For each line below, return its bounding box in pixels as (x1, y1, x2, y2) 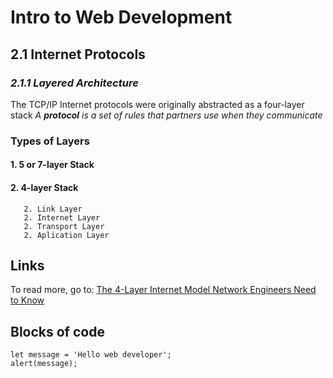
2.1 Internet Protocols (10, 46, 146, 63)
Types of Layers (10, 134, 90, 148)
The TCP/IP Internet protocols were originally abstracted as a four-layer (10, 98, 305, 110)
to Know (10, 294, 45, 306)
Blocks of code (10, 323, 105, 340)
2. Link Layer (23, 204, 83, 214)
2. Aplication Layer (23, 230, 110, 240)
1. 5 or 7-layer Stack (10, 159, 95, 171)
